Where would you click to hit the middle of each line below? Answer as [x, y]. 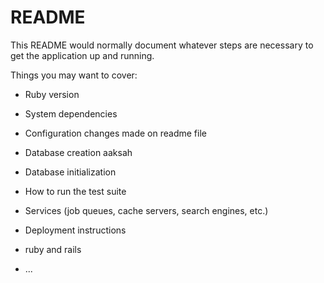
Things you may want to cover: [74, 75]
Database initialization [70, 172]
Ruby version [52, 94]
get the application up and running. [82, 55]
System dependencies [71, 113]
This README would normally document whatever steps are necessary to [162, 45]
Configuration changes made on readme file [115, 133]
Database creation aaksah [78, 152]
